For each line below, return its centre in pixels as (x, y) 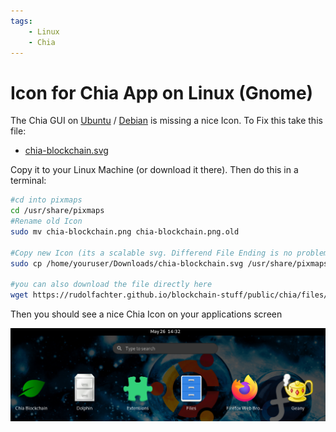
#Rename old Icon (46, 221)
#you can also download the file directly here (111, 285)
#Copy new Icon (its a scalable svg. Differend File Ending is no (151, 253)
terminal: (28, 181)
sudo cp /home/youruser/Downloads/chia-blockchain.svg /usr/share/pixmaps (169, 263)
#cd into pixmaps (46, 200)
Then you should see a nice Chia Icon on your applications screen (146, 314)
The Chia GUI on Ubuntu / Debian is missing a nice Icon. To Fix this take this (166, 121)
